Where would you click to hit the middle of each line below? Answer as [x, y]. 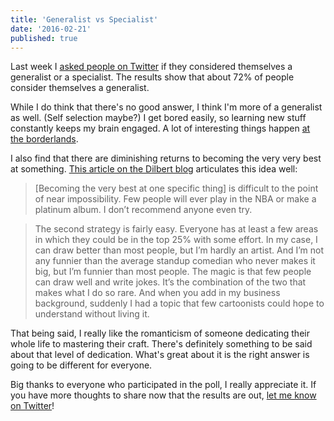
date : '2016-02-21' [51, 29]
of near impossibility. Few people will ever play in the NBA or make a [175, 199]
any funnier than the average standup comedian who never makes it [175, 261]
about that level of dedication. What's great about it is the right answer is [160, 355]
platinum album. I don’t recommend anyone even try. [143, 210]
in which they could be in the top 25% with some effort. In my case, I [176, 240]
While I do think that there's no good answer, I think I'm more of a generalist [166, 107]
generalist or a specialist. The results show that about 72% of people [152, 77]
